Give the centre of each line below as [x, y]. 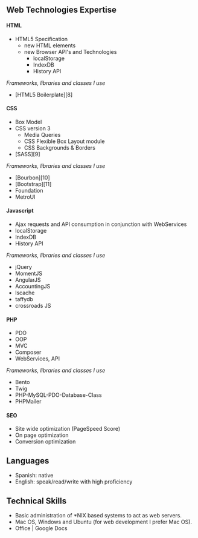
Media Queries [42, 134]
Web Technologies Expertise [61, 10]
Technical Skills [37, 501]
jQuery [23, 267]
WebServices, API [37, 359]
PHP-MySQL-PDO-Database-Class [58, 395]
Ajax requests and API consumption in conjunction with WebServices [101, 224]
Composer [28, 352]
